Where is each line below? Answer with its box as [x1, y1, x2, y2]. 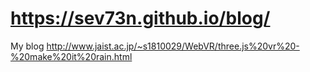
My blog [10, 40, 45, 52]
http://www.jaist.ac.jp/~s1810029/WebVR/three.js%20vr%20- [46, 40, 300, 52]
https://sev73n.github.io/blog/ [10, 7, 271, 30]
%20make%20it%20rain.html [10, 50, 133, 62]
